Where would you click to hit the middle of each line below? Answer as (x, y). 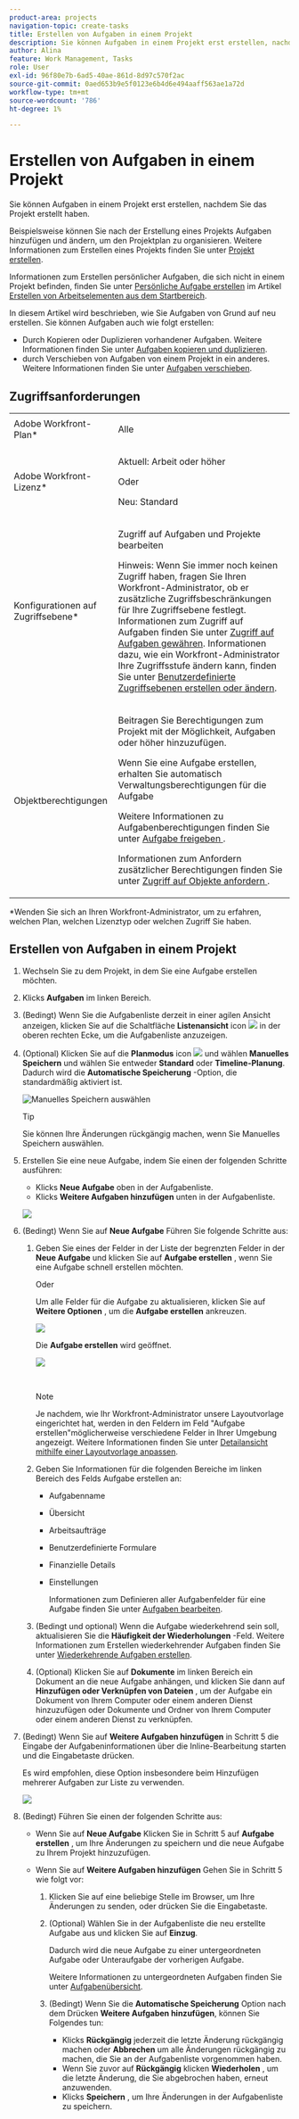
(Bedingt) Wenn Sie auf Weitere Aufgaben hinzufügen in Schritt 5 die (150, 1736)
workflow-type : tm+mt (49, 92)
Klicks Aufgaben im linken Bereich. (86, 997)
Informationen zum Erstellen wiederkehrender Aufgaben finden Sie (158, 1645)
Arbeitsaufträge (77, 1530)
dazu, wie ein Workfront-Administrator (199, 654)
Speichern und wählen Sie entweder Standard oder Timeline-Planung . (154, 1063)
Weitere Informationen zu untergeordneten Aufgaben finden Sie (166, 1976)
